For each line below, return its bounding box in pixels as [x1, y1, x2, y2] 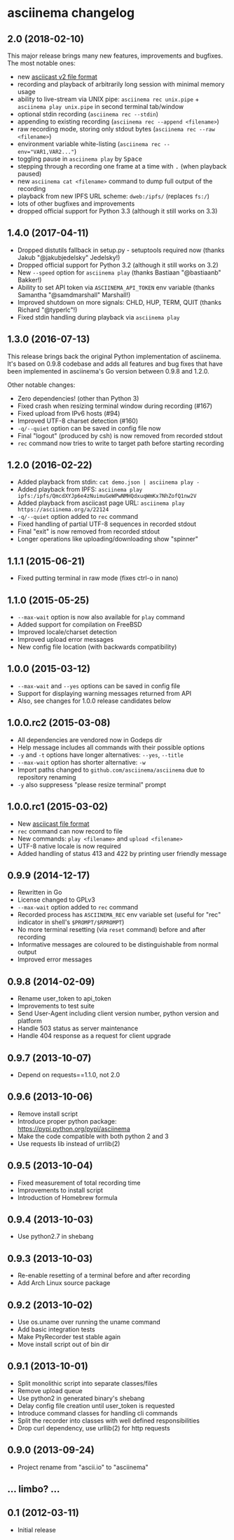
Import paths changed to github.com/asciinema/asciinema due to [17, 765, 205, 774]
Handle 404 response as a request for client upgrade [17, 1032, 172, 1040]
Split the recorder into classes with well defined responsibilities [17, 1416, 200, 1425]
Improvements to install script [17, 1185, 104, 1195]
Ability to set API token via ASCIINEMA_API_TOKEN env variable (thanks [17, 283, 215, 291]
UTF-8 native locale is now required [17, 841, 121, 850]
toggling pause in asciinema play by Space [17, 154, 142, 163]
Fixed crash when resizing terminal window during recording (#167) [17, 402, 212, 410]
